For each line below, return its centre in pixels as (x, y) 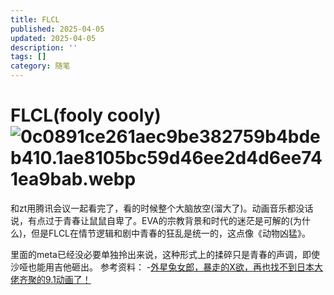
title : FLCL (35, 19)
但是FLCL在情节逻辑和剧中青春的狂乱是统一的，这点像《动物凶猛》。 (171, 233)
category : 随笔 (40, 66)
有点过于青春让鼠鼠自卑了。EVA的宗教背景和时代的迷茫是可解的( (160, 220)
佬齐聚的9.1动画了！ (51, 279)
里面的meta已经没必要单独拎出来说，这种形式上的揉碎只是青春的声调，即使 (165, 254)
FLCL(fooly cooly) (86, 115)
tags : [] (28, 57)
